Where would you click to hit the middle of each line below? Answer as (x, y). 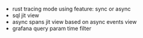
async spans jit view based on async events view (74, 22)
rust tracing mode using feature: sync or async (71, 9)
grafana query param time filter (52, 28)
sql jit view (26, 15)
